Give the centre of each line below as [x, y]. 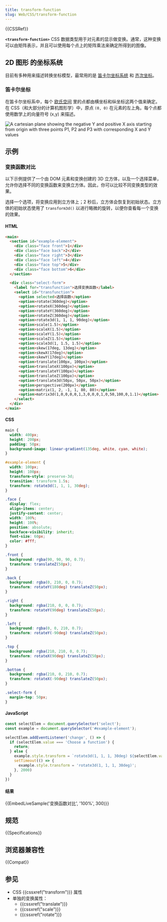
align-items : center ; [32, 509]
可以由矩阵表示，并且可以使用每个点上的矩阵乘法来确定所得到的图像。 [77, 45]
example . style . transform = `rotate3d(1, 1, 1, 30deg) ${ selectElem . [86, 756]
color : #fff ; [23, 541]
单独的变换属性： [30, 899]
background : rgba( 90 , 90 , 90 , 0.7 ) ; [47, 559]
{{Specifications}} [24, 833]
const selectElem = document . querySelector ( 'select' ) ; [63, 724]
